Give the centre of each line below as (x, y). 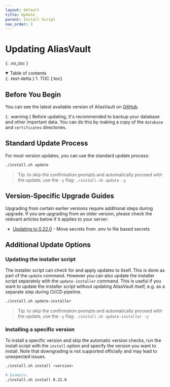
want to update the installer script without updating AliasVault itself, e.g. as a (85, 286)
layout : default (22, 10)
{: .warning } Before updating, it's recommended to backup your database (82, 117)
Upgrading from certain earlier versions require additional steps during (79, 208)
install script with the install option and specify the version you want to (81, 346)
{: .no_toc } (17, 63)
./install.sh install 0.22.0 (36, 380)
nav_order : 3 (19, 24)
